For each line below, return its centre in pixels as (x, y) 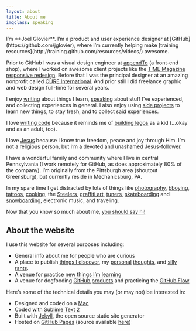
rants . (22, 268)
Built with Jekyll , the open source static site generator (79, 316)
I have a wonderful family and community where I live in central (82, 158)
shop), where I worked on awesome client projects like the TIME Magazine (96, 69)
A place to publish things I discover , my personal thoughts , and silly (96, 262)
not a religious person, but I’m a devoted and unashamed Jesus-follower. (94, 146)
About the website (40, 230)
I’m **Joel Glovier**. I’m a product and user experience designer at (87, 39)
